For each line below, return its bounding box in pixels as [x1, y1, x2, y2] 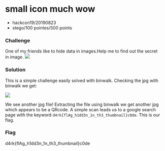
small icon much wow [5, 3, 96, 15]
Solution [5, 66, 26, 73]
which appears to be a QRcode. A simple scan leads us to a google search [5, 106, 156, 112]
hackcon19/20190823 [12, 20, 57, 25]
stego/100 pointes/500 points [12, 25, 72, 30]
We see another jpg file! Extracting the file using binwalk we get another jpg [5, 101, 159, 107]
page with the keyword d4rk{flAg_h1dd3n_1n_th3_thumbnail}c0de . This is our [5, 112, 160, 118]
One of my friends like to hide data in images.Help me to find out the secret [5, 48, 158, 54]
